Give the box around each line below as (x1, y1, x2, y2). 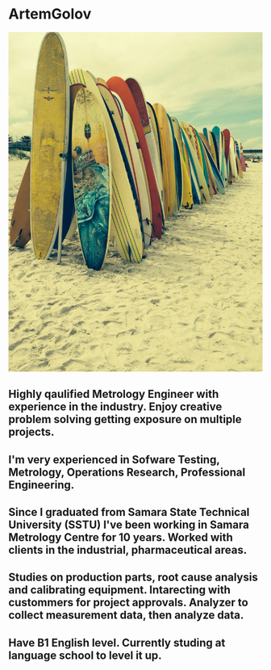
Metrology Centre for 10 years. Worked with (8, 530, 234, 544)
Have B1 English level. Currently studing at (8, 635, 226, 650)
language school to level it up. (8, 648, 163, 662)
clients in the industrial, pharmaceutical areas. (8, 542, 248, 557)
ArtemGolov (8, 5, 92, 23)
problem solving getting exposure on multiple (8, 412, 242, 426)
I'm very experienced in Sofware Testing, (8, 453, 220, 467)
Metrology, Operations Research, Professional (8, 465, 246, 479)
